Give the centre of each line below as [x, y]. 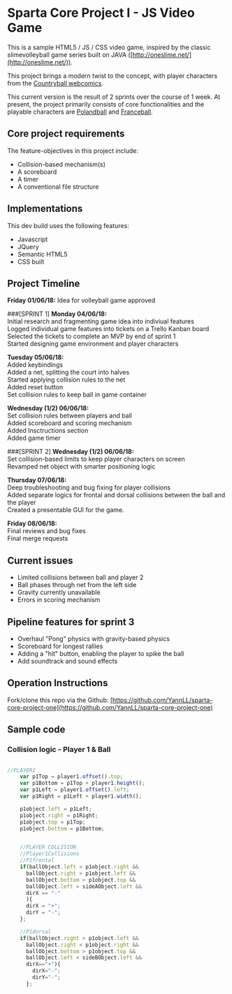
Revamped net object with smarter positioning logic [81, 466]
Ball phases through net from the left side [77, 585]
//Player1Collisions [50, 854]
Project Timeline [44, 283]
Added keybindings [35, 365]
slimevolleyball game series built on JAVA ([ [70, 55]
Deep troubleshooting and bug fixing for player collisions [89, 488]
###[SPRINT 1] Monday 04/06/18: [57, 314]
